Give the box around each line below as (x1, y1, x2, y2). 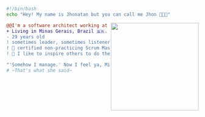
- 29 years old (6, 34, 45, 40)
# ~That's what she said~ (6, 67, 72, 73)
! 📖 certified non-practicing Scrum (6, 45, 99, 51)
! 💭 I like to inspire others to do (6, 51, 99, 57)
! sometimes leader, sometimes (6, 40, 86, 46)
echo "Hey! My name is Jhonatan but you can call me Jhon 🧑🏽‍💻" (6, 11, 171, 18)
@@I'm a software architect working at (6, 22, 108, 29)
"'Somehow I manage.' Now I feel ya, (6, 62, 103, 68)
